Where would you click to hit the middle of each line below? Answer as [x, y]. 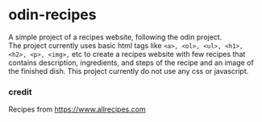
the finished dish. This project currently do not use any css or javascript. [129, 71]
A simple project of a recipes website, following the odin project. [115, 37]
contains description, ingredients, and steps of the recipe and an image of [131, 63]
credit [20, 91]
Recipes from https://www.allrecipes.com [77, 109]
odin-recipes [52, 15]
